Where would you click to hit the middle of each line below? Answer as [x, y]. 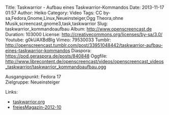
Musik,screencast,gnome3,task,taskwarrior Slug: [57, 23]
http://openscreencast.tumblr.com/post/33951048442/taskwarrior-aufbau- [84, 45]
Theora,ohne [110, 18]
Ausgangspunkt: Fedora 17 [33, 77]
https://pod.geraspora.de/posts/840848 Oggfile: [57, 56]
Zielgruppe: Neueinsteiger [33, 82]
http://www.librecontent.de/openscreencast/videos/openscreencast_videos [84, 61]
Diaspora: [81, 51]
